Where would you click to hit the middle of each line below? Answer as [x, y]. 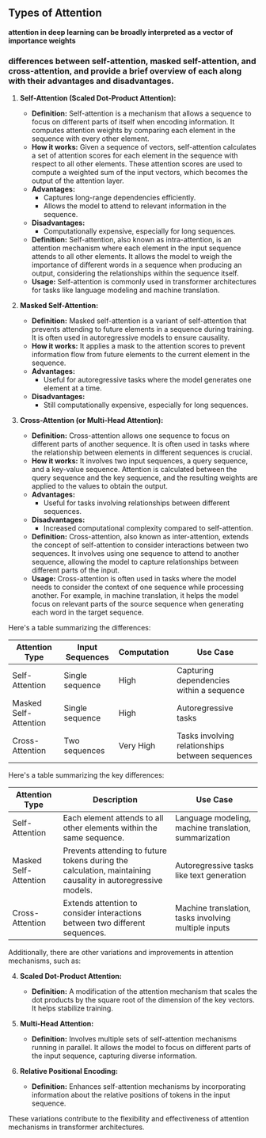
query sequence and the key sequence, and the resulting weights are [144, 478]
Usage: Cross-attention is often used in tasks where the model [134, 579]
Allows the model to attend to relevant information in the [135, 206]
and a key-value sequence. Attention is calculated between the [134, 470]
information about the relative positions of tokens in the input [131, 1095]
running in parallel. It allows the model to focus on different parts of [141, 1048]
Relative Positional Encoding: [69, 1071]
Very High [137, 746]
